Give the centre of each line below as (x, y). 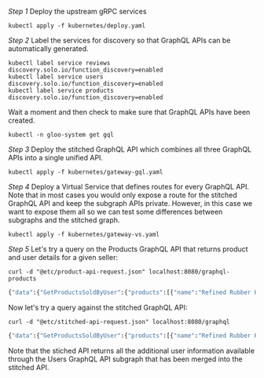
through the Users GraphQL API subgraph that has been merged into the (125, 359)
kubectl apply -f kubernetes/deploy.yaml (77, 26)
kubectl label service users (56, 77)
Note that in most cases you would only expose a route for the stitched (123, 195)
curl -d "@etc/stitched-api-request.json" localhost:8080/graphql (119, 321)
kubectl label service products (61, 90)
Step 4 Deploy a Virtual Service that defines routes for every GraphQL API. (129, 187)
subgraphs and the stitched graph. (64, 220)
